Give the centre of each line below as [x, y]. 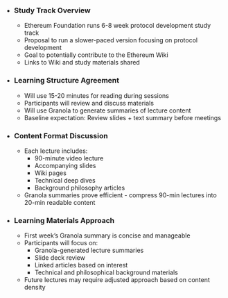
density [35, 288]
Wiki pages [51, 173]
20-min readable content [60, 202]
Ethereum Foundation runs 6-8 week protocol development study [117, 26]
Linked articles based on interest [81, 265]
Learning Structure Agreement [67, 81]
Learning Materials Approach [64, 220]
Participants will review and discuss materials [89, 103]
